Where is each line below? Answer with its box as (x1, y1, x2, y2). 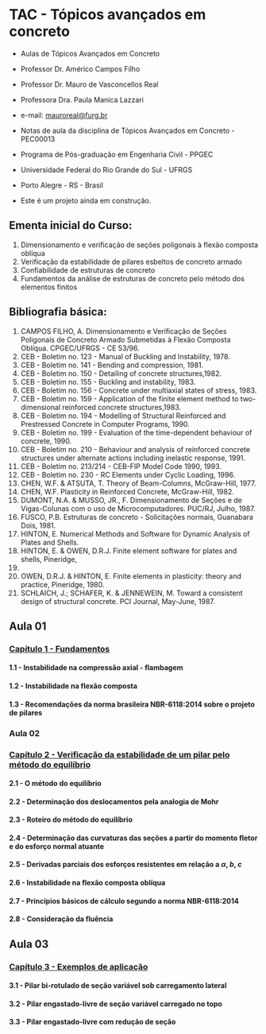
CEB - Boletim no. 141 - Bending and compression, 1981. (20, 360, 204, 370)
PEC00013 (20, 134, 56, 144)
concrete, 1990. (20, 436, 72, 446)
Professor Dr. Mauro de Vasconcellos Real (20, 79, 159, 89)
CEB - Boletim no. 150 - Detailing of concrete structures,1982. (20, 368, 222, 378)
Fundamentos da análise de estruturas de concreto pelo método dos (20, 273, 245, 283)
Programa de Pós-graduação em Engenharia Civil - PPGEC (20, 149, 214, 159)
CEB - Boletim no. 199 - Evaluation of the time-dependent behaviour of (20, 428, 253, 437)
